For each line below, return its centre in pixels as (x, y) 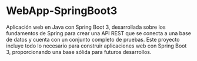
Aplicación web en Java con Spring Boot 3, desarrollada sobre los (86, 27)
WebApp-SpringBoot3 (62, 11)
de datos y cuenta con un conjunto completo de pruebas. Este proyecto (93, 39)
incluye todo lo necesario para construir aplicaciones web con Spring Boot (96, 46)
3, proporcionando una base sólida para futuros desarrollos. (79, 52)
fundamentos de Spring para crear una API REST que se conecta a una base (98, 33)
